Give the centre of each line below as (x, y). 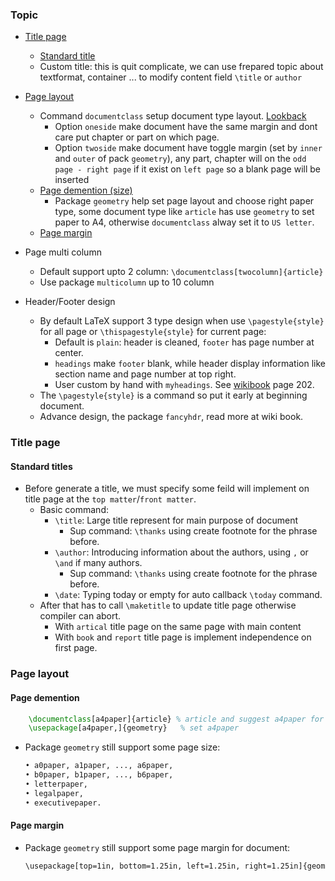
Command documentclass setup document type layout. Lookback (173, 116)
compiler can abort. (80, 616)
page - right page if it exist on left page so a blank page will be (188, 169)
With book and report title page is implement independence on (183, 637)
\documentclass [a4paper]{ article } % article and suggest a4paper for (176, 719)
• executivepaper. (63, 803)
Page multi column (63, 252)
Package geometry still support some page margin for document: (157, 847)
